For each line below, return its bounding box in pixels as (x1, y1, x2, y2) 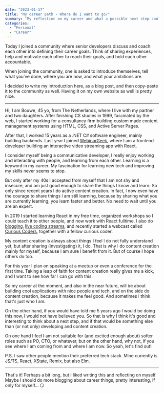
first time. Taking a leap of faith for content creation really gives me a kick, (5, 268, 155, 274)
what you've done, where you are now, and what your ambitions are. (5, 74, 143, 79)
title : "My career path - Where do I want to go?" (5, 12, 110, 17)
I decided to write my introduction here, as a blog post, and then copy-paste (5, 83, 158, 88)
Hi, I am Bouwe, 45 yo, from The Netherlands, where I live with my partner (5, 108, 154, 113)
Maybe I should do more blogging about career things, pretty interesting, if (5, 377, 155, 383)
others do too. (5, 254, 34, 259)
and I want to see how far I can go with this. (5, 273, 93, 279)
